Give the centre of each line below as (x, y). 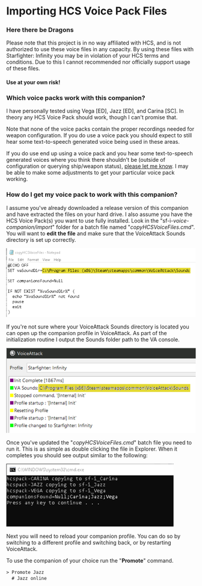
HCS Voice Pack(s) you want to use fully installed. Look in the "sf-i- (90, 220)
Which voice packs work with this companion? (76, 98)
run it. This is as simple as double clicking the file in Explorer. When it (92, 449)
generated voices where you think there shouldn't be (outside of (86, 160)
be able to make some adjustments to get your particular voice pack (90, 173)
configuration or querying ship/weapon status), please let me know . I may (97, 166)
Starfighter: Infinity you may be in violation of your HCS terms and (88, 56)
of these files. (23, 69)
